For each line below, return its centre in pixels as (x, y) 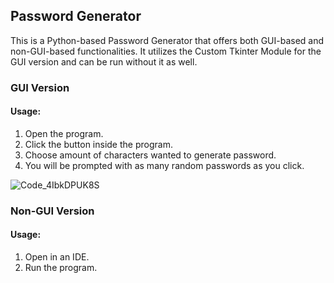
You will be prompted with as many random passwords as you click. (164, 165)
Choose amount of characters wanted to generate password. (150, 155)
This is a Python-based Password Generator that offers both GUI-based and (167, 40)
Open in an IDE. (57, 257)
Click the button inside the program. (98, 144)
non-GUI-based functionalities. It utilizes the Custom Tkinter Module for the (166, 51)
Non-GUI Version (52, 211)
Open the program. (64, 133)
